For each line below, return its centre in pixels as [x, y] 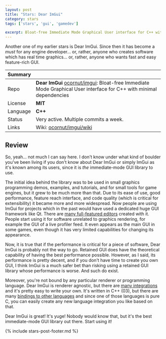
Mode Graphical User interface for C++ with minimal [96, 89]
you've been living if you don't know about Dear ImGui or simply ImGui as [80, 162]
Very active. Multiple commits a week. [80, 119]
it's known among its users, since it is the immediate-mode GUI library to [79, 167]
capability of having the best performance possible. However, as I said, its [80, 255]
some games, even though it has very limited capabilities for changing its [80, 229]
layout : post [19, 10]
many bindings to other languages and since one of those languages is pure [83, 296]
